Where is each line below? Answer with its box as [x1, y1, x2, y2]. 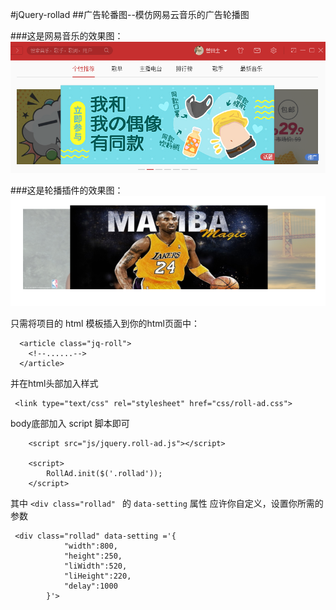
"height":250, [63, 551, 123, 562]
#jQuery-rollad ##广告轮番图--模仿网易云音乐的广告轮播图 [10, 9, 250, 20]
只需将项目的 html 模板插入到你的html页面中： [10, 318, 200, 330]
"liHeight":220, [63, 571, 132, 582]
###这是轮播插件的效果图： [10, 184, 124, 196]
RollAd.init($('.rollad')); [46, 469, 163, 479]
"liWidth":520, [63, 561, 128, 572]
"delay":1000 [63, 581, 118, 592]
